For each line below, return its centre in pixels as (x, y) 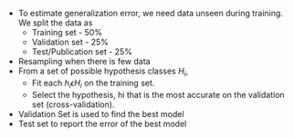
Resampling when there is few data (84, 61)
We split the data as (55, 23)
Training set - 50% (67, 32)
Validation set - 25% (70, 42)
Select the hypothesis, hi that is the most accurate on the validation (158, 94)
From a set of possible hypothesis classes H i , (103, 72)
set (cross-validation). (73, 104)
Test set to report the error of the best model (102, 123)
